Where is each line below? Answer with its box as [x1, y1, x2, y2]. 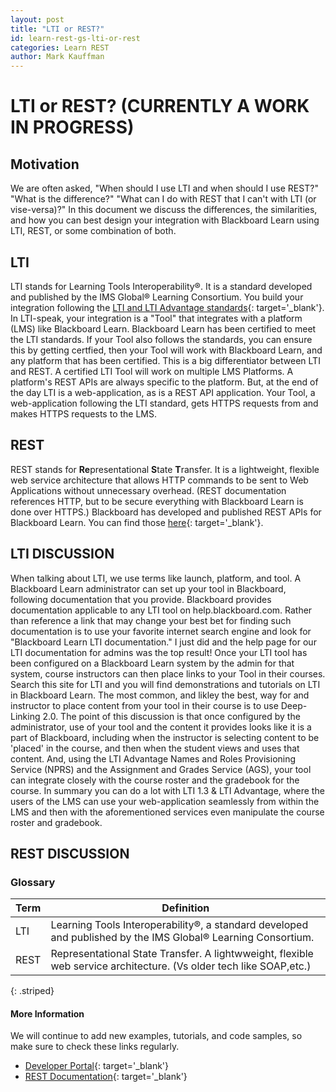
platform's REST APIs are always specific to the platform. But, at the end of [10, 376, 319, 388]
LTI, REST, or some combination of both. [10, 225, 177, 237]
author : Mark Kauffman [10, 52, 105, 62]
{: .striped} [10, 985, 55, 997]
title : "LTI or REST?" [10, 24, 105, 34]
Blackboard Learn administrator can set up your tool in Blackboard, [10, 582, 287, 595]
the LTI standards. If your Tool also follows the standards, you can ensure [10, 333, 313, 345]
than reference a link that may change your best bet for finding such [10, 614, 292, 626]
